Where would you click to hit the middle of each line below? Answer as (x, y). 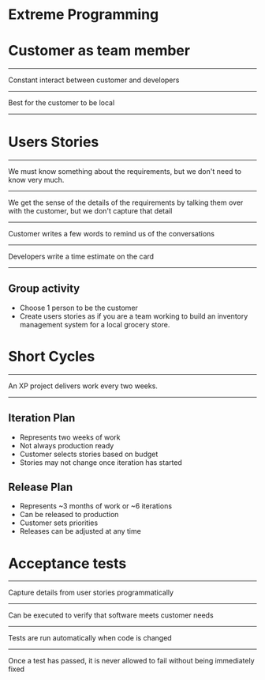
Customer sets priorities (59, 523)
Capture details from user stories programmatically (91, 593)
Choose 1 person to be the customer (78, 308)
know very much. (36, 180)
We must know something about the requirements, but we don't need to (125, 172)
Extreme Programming (84, 15)
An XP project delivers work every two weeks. (83, 386)
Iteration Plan (42, 418)
